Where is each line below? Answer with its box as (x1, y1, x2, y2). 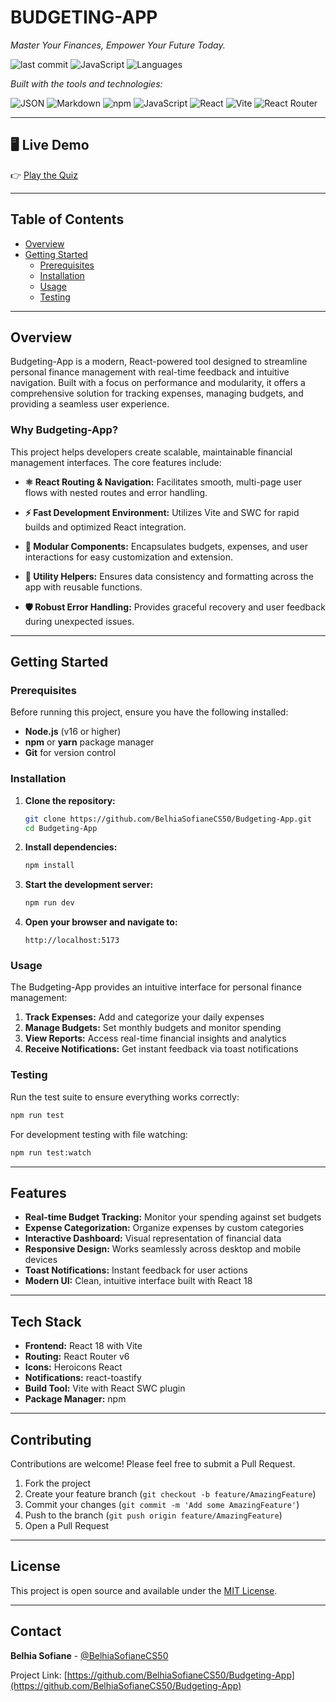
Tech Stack (10, 1313, 82, 1330)
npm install (24, 861, 75, 871)
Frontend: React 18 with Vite (24, 1340, 143, 1352)
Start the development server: (24, 879, 154, 891)
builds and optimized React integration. (24, 521, 187, 533)
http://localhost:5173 (24, 936, 120, 946)
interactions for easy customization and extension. (24, 551, 233, 563)
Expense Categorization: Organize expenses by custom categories (24, 1222, 305, 1234)
